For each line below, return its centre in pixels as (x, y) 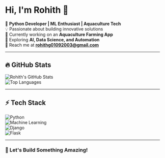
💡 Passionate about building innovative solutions (54, 29)
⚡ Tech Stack (26, 103)
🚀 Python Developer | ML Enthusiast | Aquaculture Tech (63, 24)
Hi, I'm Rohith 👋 (37, 10)
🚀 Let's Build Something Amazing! (47, 150)
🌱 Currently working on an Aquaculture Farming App (59, 34)
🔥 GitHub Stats (28, 65)
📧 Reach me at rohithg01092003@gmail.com (52, 45)
